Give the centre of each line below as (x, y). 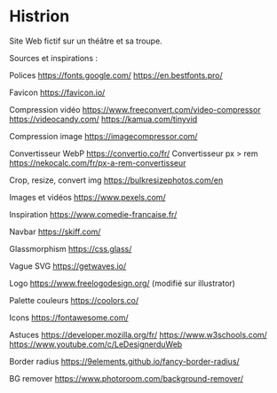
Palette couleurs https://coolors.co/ (74, 300)
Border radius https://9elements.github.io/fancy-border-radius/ (124, 361)
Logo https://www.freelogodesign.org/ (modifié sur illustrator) (122, 283)
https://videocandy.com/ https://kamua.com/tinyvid (103, 119)
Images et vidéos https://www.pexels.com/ (87, 197)
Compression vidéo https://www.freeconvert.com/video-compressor (135, 109)
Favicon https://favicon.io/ (57, 92)
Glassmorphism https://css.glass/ (71, 248)
